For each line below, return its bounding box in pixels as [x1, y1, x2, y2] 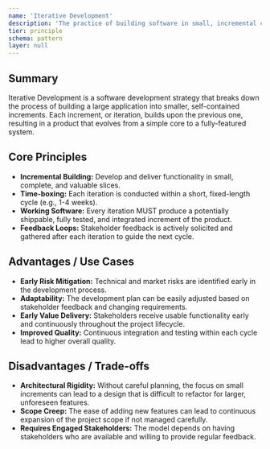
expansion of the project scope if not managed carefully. [19, 415, 208, 425]
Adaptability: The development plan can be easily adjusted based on [19, 293, 250, 303]
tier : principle [8, 27, 63, 35]
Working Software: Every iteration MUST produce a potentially [19, 206, 229, 216]
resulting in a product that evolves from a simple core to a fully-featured [8, 118, 247, 128]
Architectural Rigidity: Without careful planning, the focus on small [19, 381, 243, 390]
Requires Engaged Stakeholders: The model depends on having [19, 423, 235, 433]
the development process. [19, 285, 107, 295]
